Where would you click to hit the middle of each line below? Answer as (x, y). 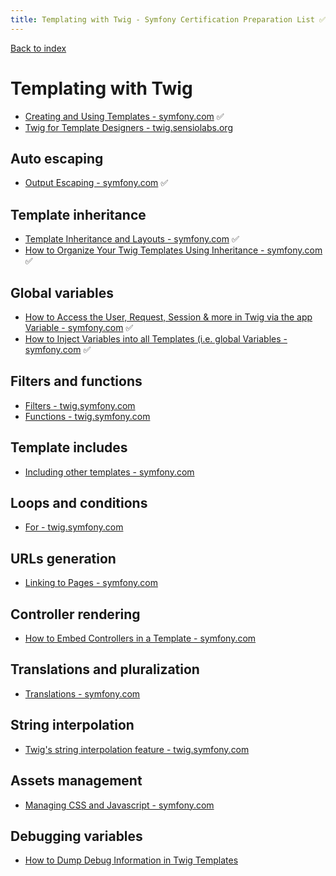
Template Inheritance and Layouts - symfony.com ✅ (132, 239)
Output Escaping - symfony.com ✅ (96, 183)
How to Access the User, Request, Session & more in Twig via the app (168, 317)
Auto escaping (57, 158)
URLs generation (63, 558)
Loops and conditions (79, 503)
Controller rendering (75, 614)
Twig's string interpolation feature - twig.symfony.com (137, 749)
